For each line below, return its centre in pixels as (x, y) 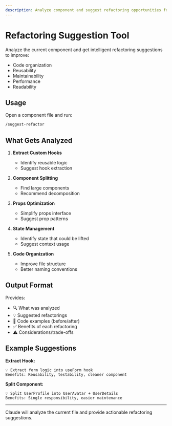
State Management (34, 229)
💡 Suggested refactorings (40, 315)
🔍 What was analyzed (36, 308)
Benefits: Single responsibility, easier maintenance (64, 398)
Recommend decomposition (50, 194)
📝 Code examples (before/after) (46, 321)
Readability (25, 87)
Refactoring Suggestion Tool (67, 35)
